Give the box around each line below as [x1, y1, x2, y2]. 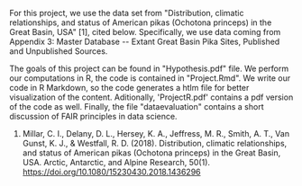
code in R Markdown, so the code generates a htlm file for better [9, 83, 250, 93]
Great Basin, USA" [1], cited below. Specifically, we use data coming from [9, 27, 281, 37]
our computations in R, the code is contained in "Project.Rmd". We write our [9, 73, 291, 84]
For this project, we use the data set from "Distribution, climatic [9, 8, 244, 18]
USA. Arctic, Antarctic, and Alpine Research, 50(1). [22, 157, 210, 167]
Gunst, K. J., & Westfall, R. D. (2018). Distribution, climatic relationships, [22, 138, 288, 148]
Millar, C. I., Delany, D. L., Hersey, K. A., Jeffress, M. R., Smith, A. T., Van [22, 128, 290, 138]
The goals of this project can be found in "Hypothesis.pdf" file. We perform [9, 63, 289, 74]
